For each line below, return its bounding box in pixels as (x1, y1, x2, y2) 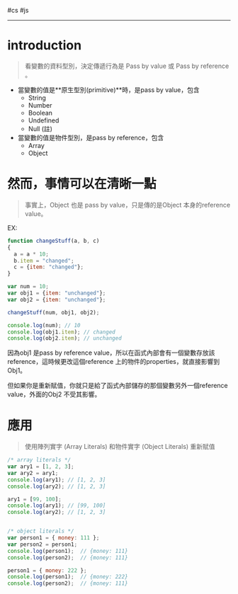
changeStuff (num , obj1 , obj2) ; (7, 309, 100, 316)
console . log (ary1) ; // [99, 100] (7, 502, 106, 509)
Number (28, 101, 52, 109)
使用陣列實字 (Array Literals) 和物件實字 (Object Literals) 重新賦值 (24, 442, 215, 451)
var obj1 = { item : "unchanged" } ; (7, 290, 106, 297)
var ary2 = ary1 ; (7, 469, 59, 476)
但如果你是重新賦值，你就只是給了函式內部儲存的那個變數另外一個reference (7, 382, 228, 390)
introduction (7, 38, 82, 54)
